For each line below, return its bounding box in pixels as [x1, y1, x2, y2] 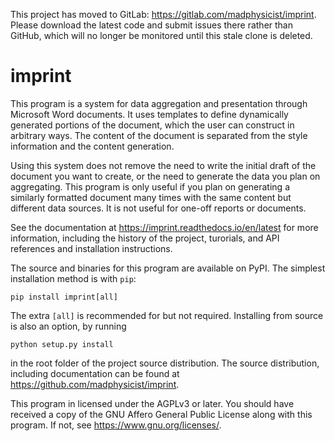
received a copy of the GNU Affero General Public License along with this [10, 408, 313, 420]
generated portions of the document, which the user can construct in [10, 119, 295, 131]
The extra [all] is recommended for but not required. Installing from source [10, 309, 324, 321]
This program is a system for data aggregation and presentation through [10, 97, 308, 109]
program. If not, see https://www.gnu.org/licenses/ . [10, 419, 222, 431]
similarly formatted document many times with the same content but [10, 191, 292, 203]
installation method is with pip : [10, 272, 137, 284]
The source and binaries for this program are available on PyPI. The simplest [10, 262, 326, 274]
